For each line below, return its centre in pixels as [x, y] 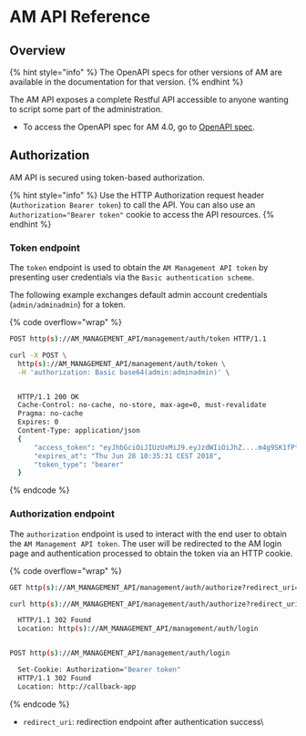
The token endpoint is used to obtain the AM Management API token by [139, 268]
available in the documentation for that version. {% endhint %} [127, 82]
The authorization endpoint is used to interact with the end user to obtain [148, 534]
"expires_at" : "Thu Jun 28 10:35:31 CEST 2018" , [127, 456]
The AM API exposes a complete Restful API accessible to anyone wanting [149, 99]
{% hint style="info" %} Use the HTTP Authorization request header [137, 195]
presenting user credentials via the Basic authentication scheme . [132, 277]
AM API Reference [80, 17]
